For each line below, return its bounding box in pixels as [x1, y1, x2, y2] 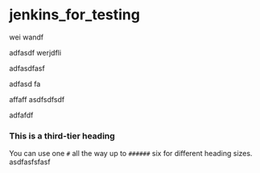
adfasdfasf [9, 63, 45, 73]
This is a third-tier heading [9, 130, 115, 142]
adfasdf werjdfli [9, 47, 62, 57]
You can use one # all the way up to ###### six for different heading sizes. [9, 149, 253, 159]
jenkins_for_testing [9, 6, 140, 24]
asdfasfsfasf [9, 157, 51, 167]
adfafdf [9, 110, 34, 120]
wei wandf [9, 32, 44, 42]
